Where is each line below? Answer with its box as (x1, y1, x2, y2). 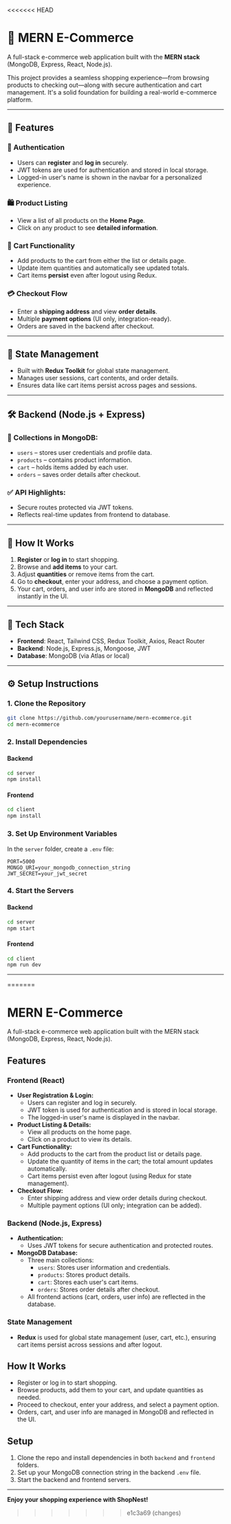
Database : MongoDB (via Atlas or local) (16, 652, 130, 660)
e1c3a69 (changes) (126, 1509, 181, 1517)
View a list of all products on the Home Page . (16, 216, 146, 224)
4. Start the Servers (7, 886, 74, 896)
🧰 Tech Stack (7, 618, 65, 630)
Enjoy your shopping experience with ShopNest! (7, 1496, 148, 1504)
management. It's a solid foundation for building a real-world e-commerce (7, 88, 217, 96)
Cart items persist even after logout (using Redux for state (27, 1171, 192, 1180)
